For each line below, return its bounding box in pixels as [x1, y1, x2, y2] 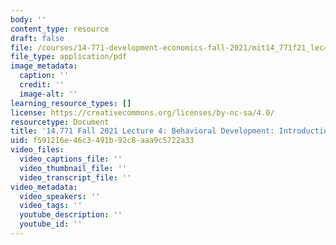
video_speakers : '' [19, 191, 101, 201]
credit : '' [19, 80, 65, 90]
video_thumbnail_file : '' [19, 163, 128, 173]
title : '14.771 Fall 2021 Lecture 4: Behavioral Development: [10, 126, 275, 136]
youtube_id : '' [19, 219, 83, 230]
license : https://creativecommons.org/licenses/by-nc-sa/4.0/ [10, 107, 275, 118]
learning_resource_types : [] [10, 98, 132, 108]
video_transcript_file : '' [19, 172, 132, 183]
